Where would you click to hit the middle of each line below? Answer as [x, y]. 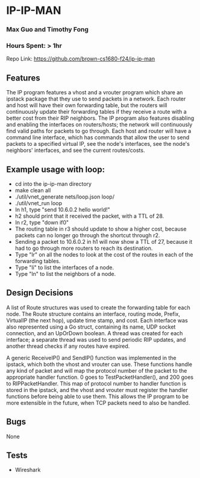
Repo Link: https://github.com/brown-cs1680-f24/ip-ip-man [81, 59]
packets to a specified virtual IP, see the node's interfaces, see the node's [98, 144]
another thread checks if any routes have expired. [68, 346]
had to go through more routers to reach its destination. [84, 248]
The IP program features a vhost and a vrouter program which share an [95, 93]
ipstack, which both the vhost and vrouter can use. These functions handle [99, 364]
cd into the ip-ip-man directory [53, 184]
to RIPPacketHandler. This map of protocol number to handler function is [96, 383]
